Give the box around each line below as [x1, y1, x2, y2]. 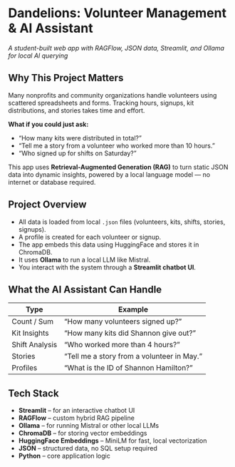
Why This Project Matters [8, 72, 124, 84]
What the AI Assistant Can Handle [8, 283, 162, 295]
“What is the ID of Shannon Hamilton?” [63, 363, 193, 373]
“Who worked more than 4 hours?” [63, 340, 180, 350]
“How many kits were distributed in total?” [18, 133, 142, 142]
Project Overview [8, 198, 87, 211]
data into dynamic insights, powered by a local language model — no [8, 170, 211, 179]
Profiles [11, 363, 38, 373]
